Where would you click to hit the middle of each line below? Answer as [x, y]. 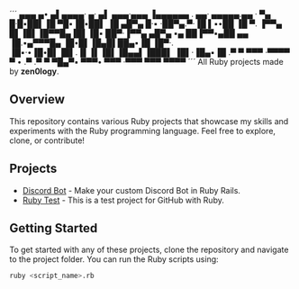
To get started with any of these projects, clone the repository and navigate [149, 250]
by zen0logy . [35, 71]
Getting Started [54, 228]
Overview [37, 99]
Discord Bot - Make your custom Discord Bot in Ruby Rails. [131, 190]
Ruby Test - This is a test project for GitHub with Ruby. [123, 200]
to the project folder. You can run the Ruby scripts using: [114, 259]
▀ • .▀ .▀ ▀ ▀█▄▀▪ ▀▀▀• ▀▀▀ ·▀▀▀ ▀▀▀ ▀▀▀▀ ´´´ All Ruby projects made [146, 62]
